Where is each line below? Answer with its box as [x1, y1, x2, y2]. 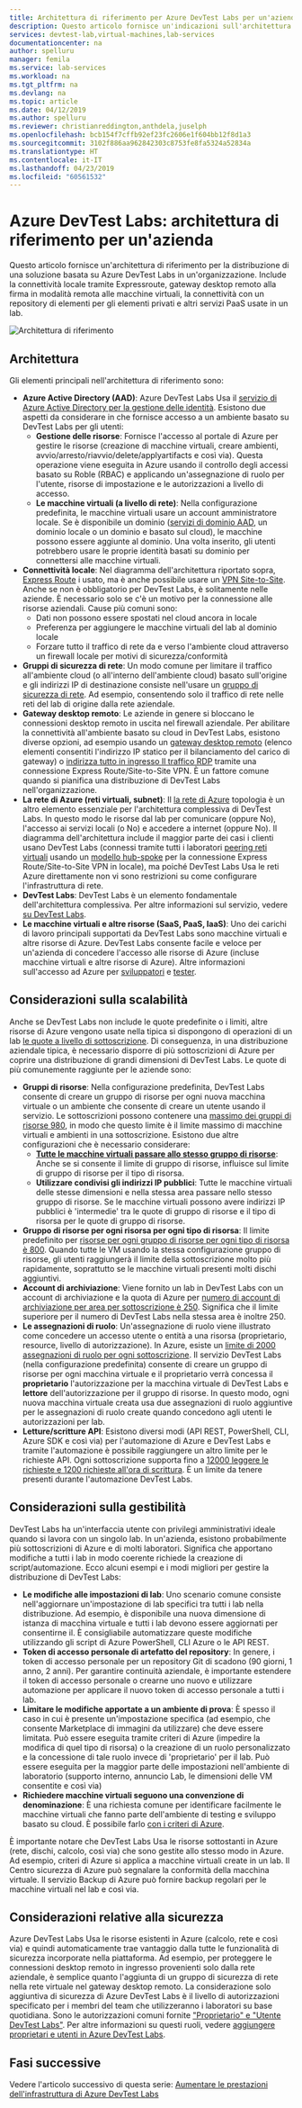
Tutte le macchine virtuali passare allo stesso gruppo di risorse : [35, 1149, 279, 1159]
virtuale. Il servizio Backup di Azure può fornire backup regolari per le [9, 1874, 267, 1885]
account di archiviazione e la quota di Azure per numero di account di [22, 1292, 280, 1302]
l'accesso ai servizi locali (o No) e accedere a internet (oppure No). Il [22, 823, 278, 833]
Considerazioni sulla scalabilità [9, 992, 189, 1008]
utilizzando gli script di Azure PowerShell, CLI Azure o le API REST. [22, 1636, 270, 1647]
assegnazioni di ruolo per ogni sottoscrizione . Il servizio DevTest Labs [22, 1349, 281, 1360]
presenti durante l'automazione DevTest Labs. [22, 1473, 193, 1484]
